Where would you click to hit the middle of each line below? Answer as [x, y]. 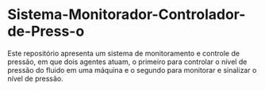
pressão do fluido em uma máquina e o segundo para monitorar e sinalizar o [132, 70]
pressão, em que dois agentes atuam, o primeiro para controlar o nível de [127, 62]
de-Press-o [46, 31]
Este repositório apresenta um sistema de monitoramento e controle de [123, 53]
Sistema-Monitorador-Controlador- [127, 15]
